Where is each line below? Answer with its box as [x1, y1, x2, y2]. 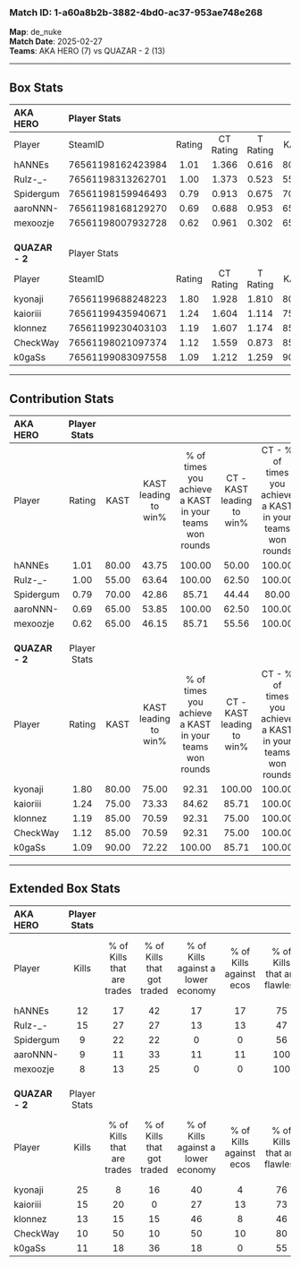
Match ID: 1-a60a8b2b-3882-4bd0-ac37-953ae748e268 [9, 6, 263, 19]
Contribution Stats [9, 391, 114, 406]
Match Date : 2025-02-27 [9, 36, 103, 47]
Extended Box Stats [9, 881, 121, 896]
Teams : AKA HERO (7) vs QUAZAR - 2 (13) [9, 46, 166, 56]
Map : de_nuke [9, 27, 62, 38]
